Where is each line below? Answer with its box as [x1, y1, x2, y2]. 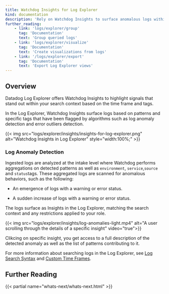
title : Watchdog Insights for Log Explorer [5, 7, 98, 13]
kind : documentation [5, 12, 49, 17]
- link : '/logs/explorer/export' [14, 54, 84, 59]
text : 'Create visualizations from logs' [18, 49, 107, 54]
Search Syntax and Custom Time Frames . [5, 255, 92, 261]
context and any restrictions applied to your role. [5, 210, 106, 216]
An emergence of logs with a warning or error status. [12, 186, 123, 192]
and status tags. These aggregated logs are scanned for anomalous [5, 171, 145, 177]
